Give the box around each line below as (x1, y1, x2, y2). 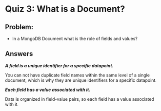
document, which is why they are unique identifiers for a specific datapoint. (5, 77, 157, 83)
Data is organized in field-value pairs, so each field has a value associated (5, 96, 155, 102)
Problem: (5, 23, 34, 31)
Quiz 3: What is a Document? (5, 3, 125, 15)
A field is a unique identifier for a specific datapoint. (5, 62, 114, 69)
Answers (5, 50, 33, 58)
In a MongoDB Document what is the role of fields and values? (12, 36, 138, 41)
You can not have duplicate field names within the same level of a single (5, 72, 150, 78)
